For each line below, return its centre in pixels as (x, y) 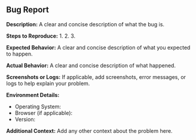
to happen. (19, 54)
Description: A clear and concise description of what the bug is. (85, 24)
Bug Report (28, 10)
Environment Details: (33, 95)
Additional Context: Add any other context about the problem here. (89, 130)
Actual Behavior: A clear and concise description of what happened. (91, 65)
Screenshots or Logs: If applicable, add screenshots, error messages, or (96, 77)
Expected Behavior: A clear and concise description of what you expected (98, 47)
